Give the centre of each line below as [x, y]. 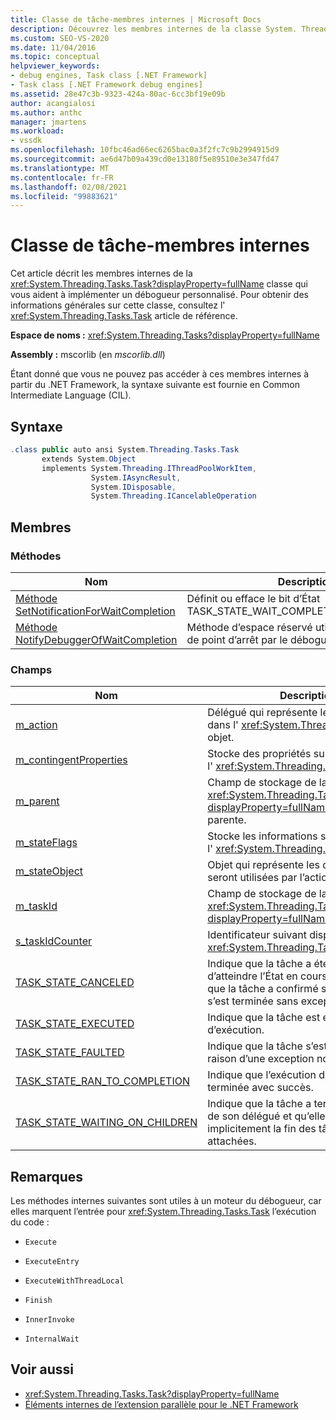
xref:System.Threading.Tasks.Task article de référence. [124, 316]
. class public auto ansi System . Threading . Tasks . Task [125, 450]
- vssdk [26, 141]
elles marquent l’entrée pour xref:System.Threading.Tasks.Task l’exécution [163, 1212]
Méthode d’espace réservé [249, 627]
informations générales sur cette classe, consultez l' [118, 305]
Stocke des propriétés [259, 754]
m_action [36, 725]
